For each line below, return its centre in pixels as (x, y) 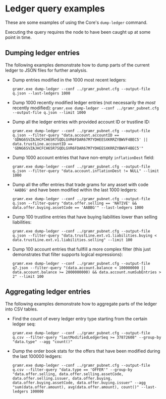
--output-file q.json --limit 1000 (49, 112)
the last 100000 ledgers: (37, 356)
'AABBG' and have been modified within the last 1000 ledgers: (75, 190)
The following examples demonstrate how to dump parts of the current (77, 65)
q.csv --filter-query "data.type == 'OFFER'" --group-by (72, 370)
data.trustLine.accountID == (42, 144)
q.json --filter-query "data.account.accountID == (66, 135)
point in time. (19, 37)
